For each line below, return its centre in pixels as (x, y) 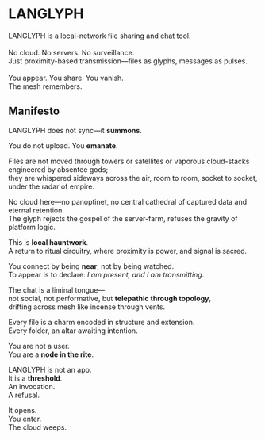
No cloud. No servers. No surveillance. (71, 52)
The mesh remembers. (45, 86)
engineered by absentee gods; (58, 169)
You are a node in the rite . (51, 354)
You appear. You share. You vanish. (66, 78)
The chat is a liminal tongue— (57, 289)
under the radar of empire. (52, 186)
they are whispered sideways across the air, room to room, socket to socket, (133, 178)
